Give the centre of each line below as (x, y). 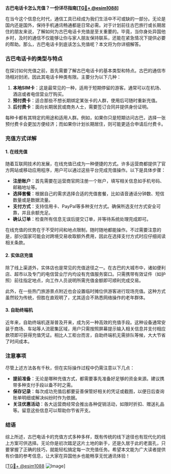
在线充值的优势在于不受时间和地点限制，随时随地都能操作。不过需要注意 (81, 230)
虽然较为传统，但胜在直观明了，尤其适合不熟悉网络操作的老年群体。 (77, 298)
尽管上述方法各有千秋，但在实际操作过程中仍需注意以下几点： (70, 368)
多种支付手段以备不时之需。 (46, 385)
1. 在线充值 (17, 152)
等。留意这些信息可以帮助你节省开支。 (53, 410)
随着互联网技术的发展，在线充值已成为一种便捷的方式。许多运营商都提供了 (83, 164)
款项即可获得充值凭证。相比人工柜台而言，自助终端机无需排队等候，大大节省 (85, 335)
